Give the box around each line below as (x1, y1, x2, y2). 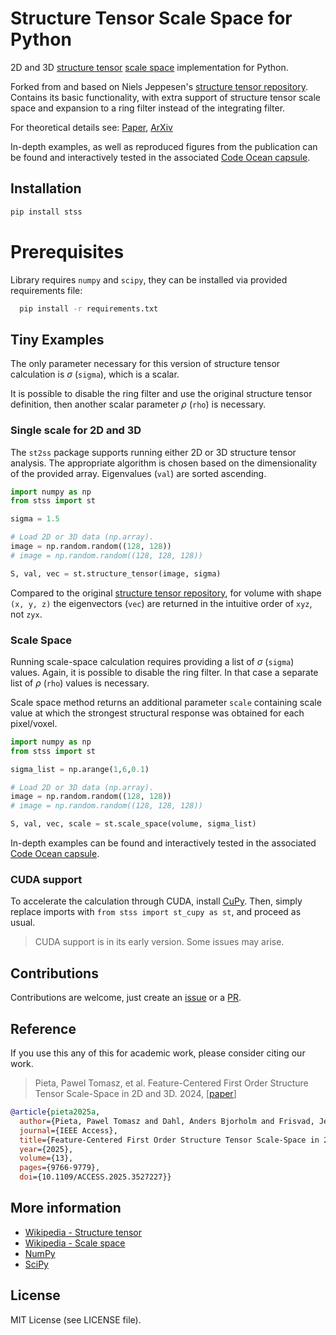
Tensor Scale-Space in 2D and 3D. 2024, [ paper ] (34, 1088, 237, 1100)
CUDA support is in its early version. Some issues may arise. (34, 936, 285, 948)
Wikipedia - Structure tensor (24, 1226, 142, 1238)
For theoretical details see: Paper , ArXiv (10, 121, 173, 133)
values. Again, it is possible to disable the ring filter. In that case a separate (10, 666, 319, 678)
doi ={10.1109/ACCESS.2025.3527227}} (19, 1172, 172, 1182)
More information (10, 1200, 122, 1217)
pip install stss (10, 207, 83, 217)
